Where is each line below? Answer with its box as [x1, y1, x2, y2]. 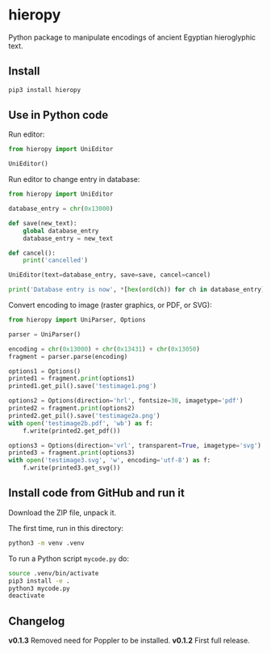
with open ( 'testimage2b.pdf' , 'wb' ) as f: [8, 419, 153, 428]
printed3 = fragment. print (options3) [8, 449, 135, 457]
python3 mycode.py [8, 584, 70, 592]
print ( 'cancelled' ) [23, 256, 89, 264]
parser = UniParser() [8, 330, 81, 339]
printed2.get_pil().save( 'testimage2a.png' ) [8, 411, 161, 419]
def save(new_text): [8, 219, 78, 227]
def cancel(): [8, 249, 56, 257]
